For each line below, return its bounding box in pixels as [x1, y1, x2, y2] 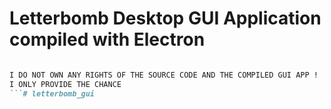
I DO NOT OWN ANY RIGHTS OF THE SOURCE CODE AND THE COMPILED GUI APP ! [9, 70, 319, 80]
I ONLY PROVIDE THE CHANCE [9, 79, 122, 89]
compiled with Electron [9, 28, 206, 51]
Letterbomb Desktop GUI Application [9, 7, 322, 30]
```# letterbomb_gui [9, 88, 96, 99]
